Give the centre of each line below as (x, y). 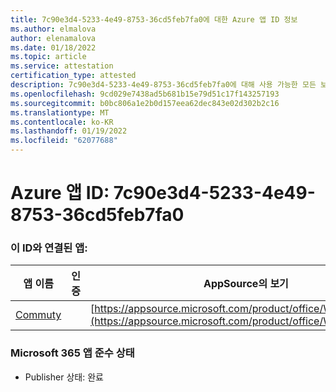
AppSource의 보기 (246, 284)
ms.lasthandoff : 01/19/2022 (69, 131)
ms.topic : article (48, 57)
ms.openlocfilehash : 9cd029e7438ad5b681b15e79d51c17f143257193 (145, 94)
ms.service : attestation (62, 66)
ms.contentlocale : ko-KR (62, 122)
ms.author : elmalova (53, 29)
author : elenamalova (53, 38)
